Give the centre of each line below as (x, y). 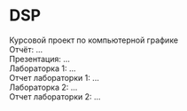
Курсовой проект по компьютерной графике (94, 40)
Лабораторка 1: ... (43, 68)
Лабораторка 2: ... (43, 87)
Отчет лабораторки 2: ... (55, 96)
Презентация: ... (40, 59)
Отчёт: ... (26, 49)
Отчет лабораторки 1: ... (54, 77)
